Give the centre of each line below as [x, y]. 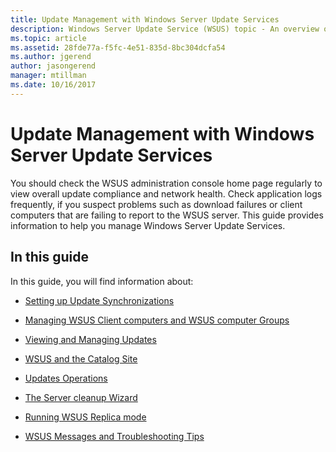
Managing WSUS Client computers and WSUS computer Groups [157, 320]
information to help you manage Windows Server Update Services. [148, 225]
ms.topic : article [48, 38]
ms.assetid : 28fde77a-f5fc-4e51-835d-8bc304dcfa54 [118, 47]
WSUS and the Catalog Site [81, 358]
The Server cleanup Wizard [81, 397]
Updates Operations [66, 378]
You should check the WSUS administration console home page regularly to [166, 183]
